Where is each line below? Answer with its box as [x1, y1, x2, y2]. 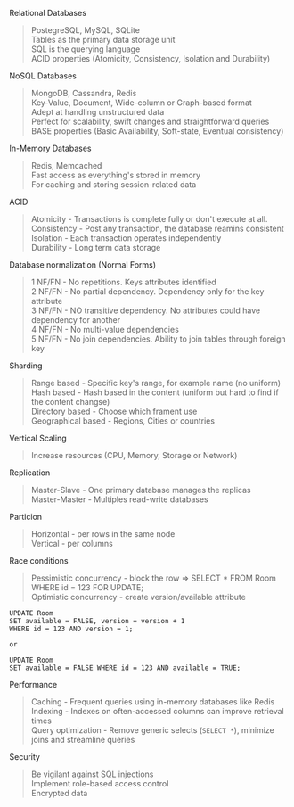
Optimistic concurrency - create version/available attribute [30, 592, 247, 602]
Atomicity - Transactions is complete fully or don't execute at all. [30, 214, 268, 224]
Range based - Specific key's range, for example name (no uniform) [30, 378, 282, 388]
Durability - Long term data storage [30, 243, 161, 252]
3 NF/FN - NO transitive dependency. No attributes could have [30, 305, 261, 316]
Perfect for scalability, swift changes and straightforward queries [30, 116, 270, 127]
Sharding [9, 360, 43, 371]
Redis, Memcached [30, 161, 102, 170]
